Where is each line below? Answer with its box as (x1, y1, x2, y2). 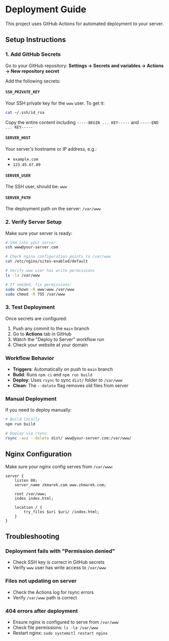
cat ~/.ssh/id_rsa (5, 110, 45, 115)
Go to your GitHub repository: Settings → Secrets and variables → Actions (5, 63, 164, 69)
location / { (14, 505, 43, 510)
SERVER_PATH (5, 195, 31, 201)
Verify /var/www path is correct (12, 594, 77, 600)
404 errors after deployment (5, 607, 78, 614)
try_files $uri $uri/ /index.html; (24, 509, 100, 514)
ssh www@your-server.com (5, 245, 58, 250)
